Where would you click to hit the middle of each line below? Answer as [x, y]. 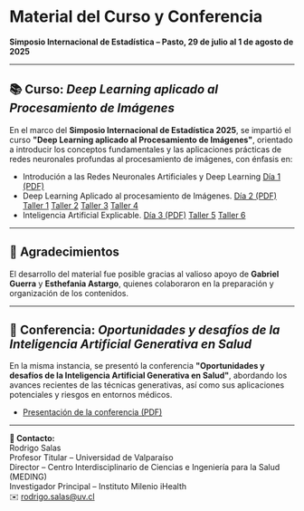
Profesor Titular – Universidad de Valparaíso [91, 458]
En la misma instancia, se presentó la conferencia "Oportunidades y [137, 366]
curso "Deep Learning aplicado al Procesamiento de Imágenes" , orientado [151, 140]
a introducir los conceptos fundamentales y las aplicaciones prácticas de [146, 149]
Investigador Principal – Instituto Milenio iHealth [98, 487]
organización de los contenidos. [69, 293]
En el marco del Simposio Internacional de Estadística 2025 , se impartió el [150, 130]
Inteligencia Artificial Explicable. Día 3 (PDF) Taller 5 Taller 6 [134, 215]
